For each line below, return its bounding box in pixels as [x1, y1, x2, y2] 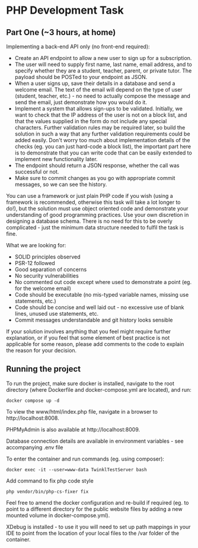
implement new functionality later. [14, 156, 98, 162]
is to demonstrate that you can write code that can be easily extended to [14, 149, 193, 156]
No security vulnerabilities [14, 272, 79, 279]
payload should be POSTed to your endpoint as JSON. [14, 74, 148, 80]
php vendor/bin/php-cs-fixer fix [6, 489, 89, 495]
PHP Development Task [6, 4, 124, 17]
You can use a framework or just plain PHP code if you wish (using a [6, 193, 173, 199]
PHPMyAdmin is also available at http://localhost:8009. [6, 426, 140, 433]
